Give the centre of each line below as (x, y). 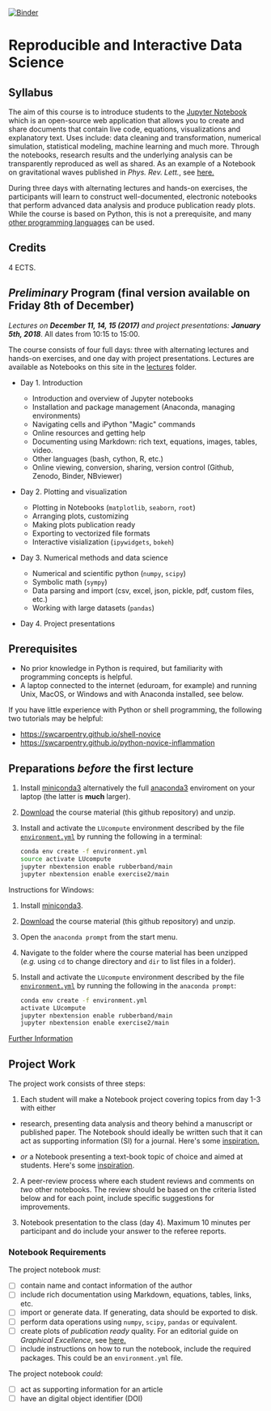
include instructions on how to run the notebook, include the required (135, 1349)
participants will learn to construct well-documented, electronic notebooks (133, 196)
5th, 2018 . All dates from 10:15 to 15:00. (74, 333)
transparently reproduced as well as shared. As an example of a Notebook (132, 163)
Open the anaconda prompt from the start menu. (99, 936)
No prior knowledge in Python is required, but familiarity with (121, 669)
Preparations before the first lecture (101, 768)
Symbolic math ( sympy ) (70, 582)
